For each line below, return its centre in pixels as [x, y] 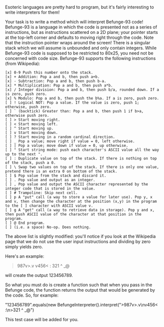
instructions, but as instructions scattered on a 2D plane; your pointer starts [82, 32]
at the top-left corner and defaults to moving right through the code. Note [79, 37]
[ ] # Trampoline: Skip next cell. [41, 193]
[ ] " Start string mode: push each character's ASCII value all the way [82, 150]
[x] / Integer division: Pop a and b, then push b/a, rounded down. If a [82, 90]
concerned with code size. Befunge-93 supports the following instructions [81, 58]
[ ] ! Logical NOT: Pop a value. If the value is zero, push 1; [72, 103]
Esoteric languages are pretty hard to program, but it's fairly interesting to [80, 7]
